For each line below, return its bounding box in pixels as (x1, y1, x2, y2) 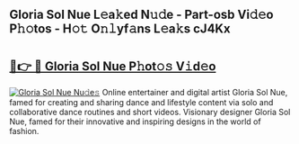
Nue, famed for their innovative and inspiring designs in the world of (9, 116, 262, 127)
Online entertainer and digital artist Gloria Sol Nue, (101, 87, 288, 97)
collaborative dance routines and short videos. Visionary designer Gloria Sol (9, 107, 291, 117)
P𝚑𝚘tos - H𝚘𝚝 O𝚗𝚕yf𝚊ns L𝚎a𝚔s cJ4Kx (9, 22, 231, 37)
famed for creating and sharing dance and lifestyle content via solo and (9, 97, 274, 107)
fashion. (9, 126, 40, 136)
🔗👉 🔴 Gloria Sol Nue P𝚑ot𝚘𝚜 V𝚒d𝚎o (9, 58, 216, 74)
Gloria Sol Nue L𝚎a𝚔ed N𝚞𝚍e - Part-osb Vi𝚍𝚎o (9, 7, 274, 22)
